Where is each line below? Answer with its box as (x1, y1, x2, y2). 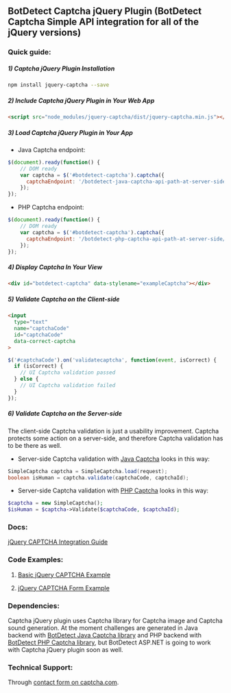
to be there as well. (8, 441, 62, 449)
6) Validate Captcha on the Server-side (8, 409, 123, 418)
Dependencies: (8, 601, 60, 610)
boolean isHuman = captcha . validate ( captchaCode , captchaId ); (8, 474, 189, 481)
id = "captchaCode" (14, 331, 64, 338)
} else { (14, 376, 39, 383)
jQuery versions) (8, 27, 82, 38)
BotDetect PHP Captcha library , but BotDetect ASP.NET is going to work (8, 638, 211, 646)
